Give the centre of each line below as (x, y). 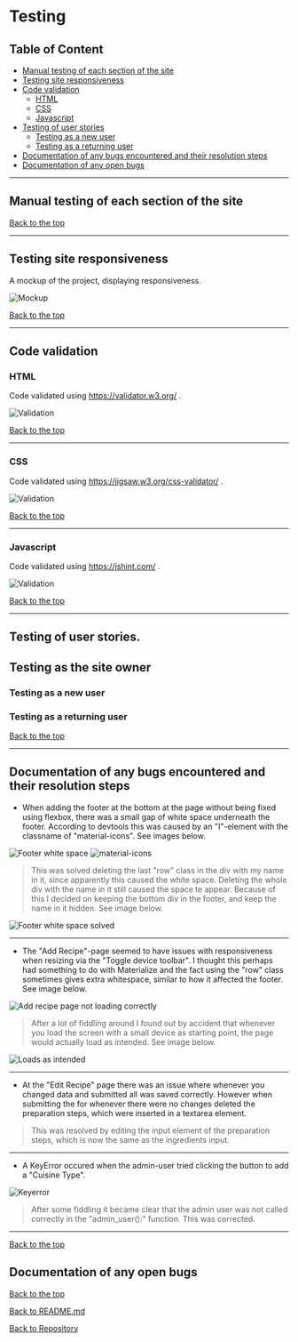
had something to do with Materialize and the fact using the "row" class (153, 969)
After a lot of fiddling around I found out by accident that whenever (153, 1023)
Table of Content (56, 49)
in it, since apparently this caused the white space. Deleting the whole (159, 880)
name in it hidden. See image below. (97, 908)
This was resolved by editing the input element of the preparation (150, 1130)
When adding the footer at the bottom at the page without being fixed (149, 808)
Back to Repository (44, 1328)
